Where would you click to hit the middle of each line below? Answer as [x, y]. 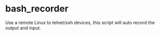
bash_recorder [37, 9]
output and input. [23, 27]
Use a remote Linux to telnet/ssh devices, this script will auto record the [80, 22]
